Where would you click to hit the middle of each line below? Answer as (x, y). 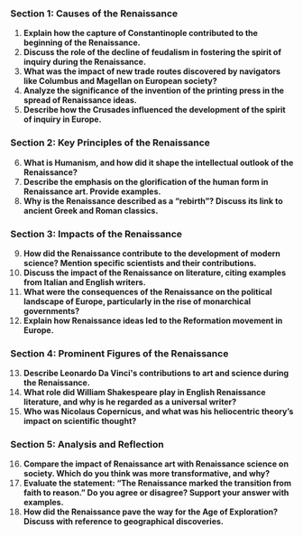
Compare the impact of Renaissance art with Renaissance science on (156, 464)
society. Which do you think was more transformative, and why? (147, 474)
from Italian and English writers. (85, 282)
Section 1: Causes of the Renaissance (94, 14)
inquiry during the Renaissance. (85, 62)
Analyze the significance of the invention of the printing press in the (154, 91)
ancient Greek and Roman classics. (91, 210)
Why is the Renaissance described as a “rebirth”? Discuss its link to (153, 200)
